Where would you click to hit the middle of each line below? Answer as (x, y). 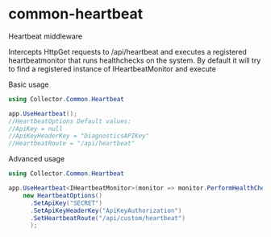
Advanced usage (37, 159)
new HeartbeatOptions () (63, 195)
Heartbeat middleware (46, 36)
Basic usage (29, 84)
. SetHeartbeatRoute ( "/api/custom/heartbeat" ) (107, 218)
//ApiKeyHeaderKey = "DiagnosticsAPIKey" (79, 136)
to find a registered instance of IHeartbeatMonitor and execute (112, 68)
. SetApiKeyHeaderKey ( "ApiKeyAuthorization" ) (106, 210)
